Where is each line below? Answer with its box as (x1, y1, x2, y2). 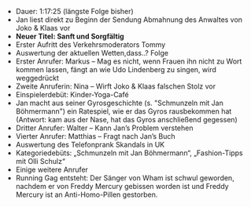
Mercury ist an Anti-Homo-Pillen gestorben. (15, 190, 158, 199)
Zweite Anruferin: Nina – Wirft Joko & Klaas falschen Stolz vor (15, 82, 216, 91)
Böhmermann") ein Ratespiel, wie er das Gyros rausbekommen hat (15, 107, 232, 116)
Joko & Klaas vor (15, 24, 71, 32)
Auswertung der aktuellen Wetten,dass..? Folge (15, 49, 169, 57)
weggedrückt (15, 74, 59, 82)
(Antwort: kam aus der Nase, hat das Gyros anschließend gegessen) (15, 115, 238, 124)
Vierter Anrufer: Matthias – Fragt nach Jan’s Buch (15, 132, 175, 140)
